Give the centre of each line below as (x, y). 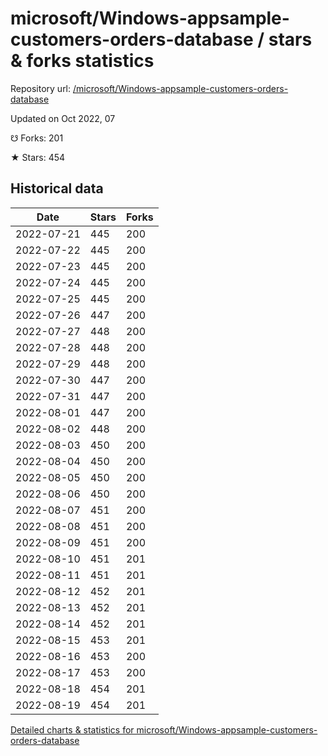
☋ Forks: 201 (37, 138)
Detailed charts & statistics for (72, 729)
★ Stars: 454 (38, 157)
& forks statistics (82, 61)
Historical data (57, 188)
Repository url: (41, 88)
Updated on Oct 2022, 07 (63, 118)
